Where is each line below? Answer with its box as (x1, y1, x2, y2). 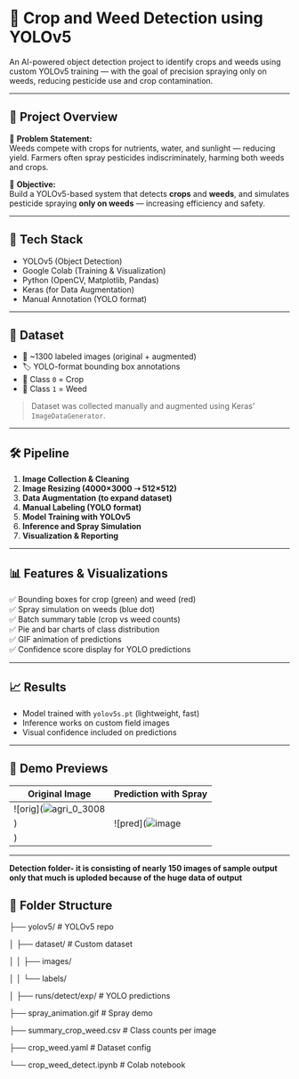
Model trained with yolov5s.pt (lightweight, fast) (21, 707, 200, 718)
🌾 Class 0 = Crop (21, 374, 85, 385)
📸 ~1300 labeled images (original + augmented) (21, 351, 198, 362)
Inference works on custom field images (21, 717, 171, 728)
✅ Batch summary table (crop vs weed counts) (9, 614, 181, 625)
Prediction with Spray (114, 788, 207, 800)
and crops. (9, 161, 49, 172)
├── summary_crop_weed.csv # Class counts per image (9, 1025, 217, 1036)
